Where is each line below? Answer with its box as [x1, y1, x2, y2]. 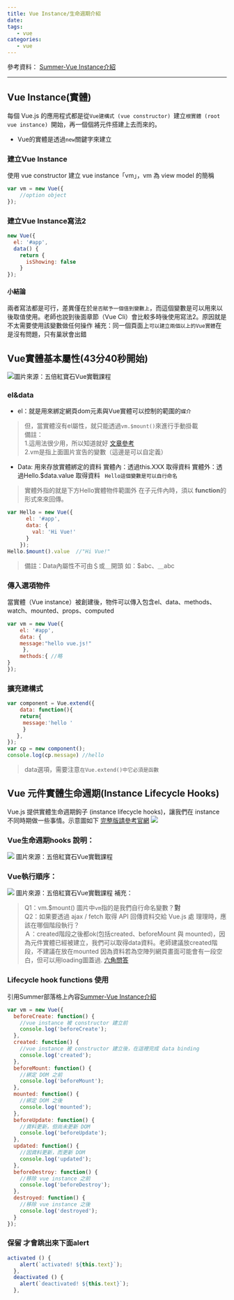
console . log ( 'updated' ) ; [19, 1156, 92, 1163]
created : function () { [13, 1039, 79, 1046]
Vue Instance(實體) [7, 91, 92, 103]
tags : [7, 23, 23, 30]
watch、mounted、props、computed [7, 606, 115, 615]
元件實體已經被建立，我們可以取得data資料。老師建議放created [30, 939, 212, 947]
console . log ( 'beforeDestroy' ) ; [19, 1181, 111, 1188]
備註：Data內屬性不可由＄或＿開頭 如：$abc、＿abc [24, 561, 175, 569]
